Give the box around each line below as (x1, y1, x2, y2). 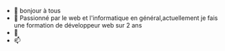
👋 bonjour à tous (13, 7, 61, 14)
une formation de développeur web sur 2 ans (13, 21, 143, 29)
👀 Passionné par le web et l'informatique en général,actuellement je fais (13, 14, 218, 22)
